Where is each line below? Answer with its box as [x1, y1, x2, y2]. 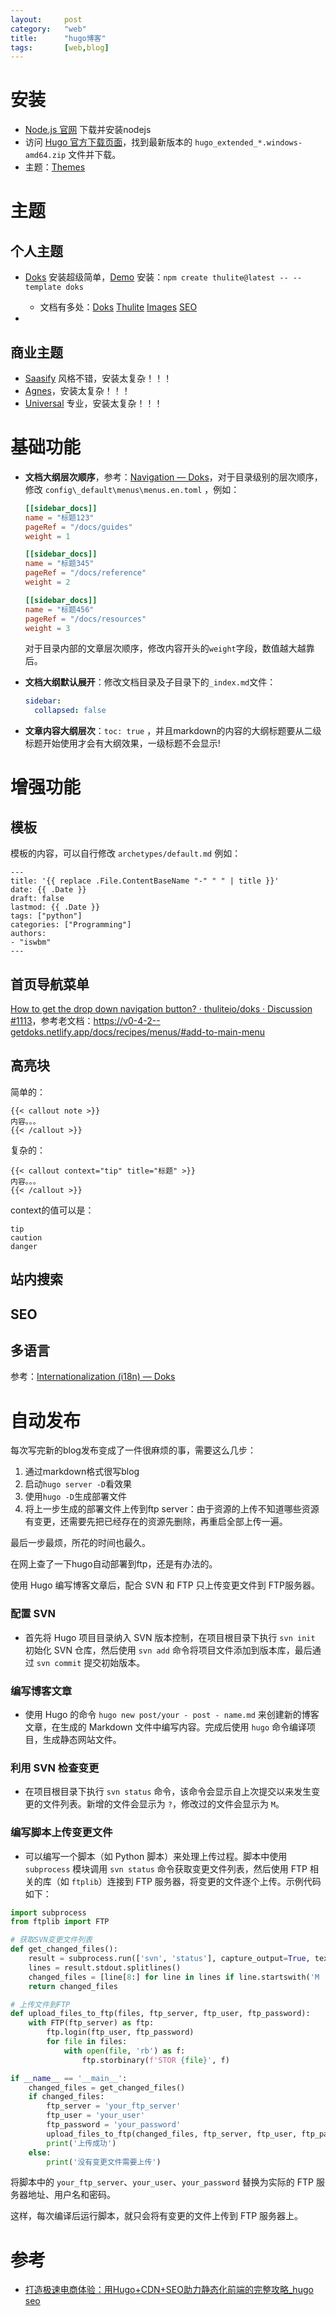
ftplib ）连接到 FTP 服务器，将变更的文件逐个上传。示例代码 [71, 1875, 322, 1887]
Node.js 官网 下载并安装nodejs [24, 124, 152, 136]
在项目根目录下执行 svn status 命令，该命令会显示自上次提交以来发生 [24, 1786, 312, 1798]
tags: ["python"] [10, 911, 83, 921]
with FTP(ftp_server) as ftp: [28, 2018, 155, 2028]
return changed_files [28, 1981, 118, 1991]
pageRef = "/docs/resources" [24, 614, 147, 624]
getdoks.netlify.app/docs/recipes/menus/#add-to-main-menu [10, 1026, 265, 1038]
